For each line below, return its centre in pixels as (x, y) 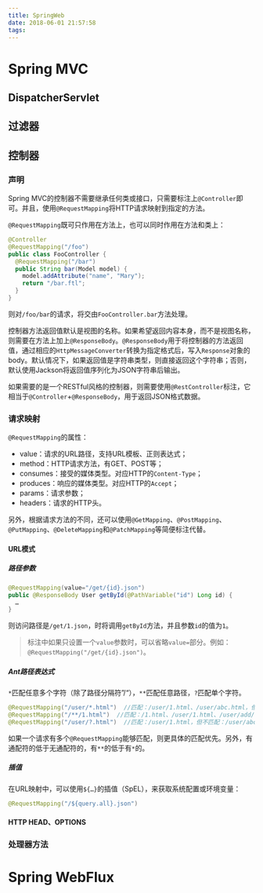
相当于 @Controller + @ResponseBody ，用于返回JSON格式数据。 (106, 396)
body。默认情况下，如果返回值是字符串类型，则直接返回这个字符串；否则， (130, 360)
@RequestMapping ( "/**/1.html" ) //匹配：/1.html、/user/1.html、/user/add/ (131, 715)
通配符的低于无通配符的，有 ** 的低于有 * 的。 (79, 748)
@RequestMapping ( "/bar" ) (56, 261)
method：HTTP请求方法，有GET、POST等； (91, 464)
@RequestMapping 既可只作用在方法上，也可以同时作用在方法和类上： (117, 225)
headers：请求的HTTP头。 (63, 503)
